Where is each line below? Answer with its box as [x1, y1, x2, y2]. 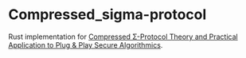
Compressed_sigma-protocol [8, 6, 207, 24]
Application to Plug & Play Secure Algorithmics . [8, 40, 163, 49]
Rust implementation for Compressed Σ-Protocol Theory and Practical [8, 32, 238, 41]
